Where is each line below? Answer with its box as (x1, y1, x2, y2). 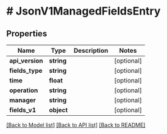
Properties (6, 28, 47, 39)
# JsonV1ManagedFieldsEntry (6, 4, 161, 18)
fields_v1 (9, 106, 36, 114)
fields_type (9, 67, 43, 75)
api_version (9, 56, 44, 65)
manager (9, 96, 36, 104)
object (49, 106, 68, 114)
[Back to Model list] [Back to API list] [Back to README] (6, 121, 146, 129)
